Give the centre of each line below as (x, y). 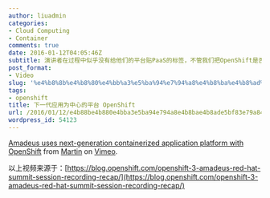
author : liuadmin (37, 16)
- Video (21, 75)
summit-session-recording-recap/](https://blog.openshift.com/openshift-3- (133, 176)
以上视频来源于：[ (38, 168)
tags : (17, 90)
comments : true (34, 46)
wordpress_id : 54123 (43, 120)
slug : (17, 83)
